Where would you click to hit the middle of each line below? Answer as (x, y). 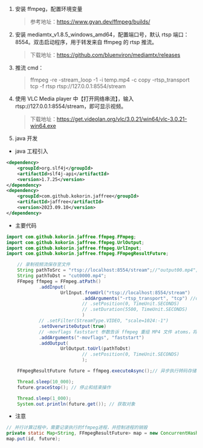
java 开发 (26, 138)
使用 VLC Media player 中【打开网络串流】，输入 (74, 99)
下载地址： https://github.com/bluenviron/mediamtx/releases (105, 55)
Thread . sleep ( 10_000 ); (46, 382)
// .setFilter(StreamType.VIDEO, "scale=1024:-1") (104, 321)
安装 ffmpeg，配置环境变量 (49, 9)
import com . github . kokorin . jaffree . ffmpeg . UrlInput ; (74, 248)
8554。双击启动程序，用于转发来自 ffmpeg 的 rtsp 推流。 (86, 42)
